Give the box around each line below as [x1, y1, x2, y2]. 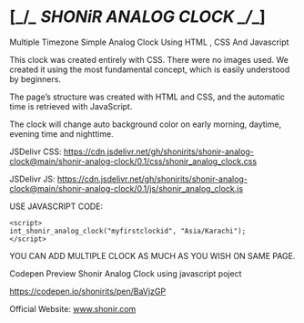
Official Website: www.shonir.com [9, 303, 137, 314]
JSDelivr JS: [9, 173, 56, 184]
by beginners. [9, 73, 62, 84]
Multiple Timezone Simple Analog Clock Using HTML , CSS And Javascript [9, 36, 289, 47]
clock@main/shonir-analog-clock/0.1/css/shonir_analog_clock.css [9, 155, 258, 166]
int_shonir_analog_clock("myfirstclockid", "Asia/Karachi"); [9, 226, 247, 235]
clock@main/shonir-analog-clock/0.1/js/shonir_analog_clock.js [9, 182, 244, 193]
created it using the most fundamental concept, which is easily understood [9, 64, 290, 75]
